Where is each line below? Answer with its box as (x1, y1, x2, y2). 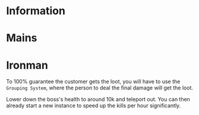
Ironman (6, 58, 49, 72)
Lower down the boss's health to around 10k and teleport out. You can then (6, 96, 190, 103)
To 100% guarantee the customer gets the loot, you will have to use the (6, 78, 181, 85)
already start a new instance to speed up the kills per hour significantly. (6, 102, 181, 109)
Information (6, 4, 65, 18)
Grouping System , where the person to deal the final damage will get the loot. (6, 84, 194, 91)
